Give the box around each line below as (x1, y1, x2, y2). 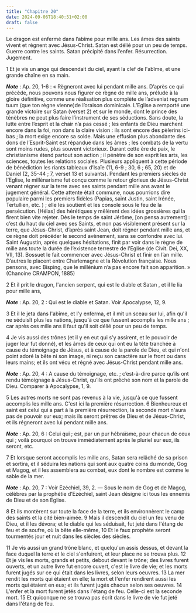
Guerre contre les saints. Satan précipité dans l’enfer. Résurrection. (6, 48, 168, 55)
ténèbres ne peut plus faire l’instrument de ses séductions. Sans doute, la (6, 114, 183, 121)
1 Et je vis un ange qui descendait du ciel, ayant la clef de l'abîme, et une (6, 66, 181, 73)
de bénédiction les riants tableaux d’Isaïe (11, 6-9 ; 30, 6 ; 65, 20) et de (6, 164, 176, 171)
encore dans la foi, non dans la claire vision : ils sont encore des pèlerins (6, 127, 181, 134)
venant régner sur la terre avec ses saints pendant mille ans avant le (6, 183, 171, 190)
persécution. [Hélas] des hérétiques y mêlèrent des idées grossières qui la (6, 207, 185, 214)
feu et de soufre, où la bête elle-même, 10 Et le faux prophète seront (6, 527, 171, 534)
